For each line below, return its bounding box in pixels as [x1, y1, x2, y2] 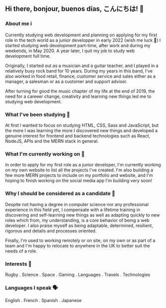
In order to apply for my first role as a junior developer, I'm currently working [5, 162, 161, 168]
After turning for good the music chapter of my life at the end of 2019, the [5, 88, 155, 94]
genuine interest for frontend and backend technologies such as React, [5, 133, 151, 139]
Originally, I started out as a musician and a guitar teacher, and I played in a [5, 63, 159, 69]
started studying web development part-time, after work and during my [5, 42, 151, 48]
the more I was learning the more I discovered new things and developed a [5, 127, 158, 133]
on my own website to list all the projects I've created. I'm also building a [5, 167, 154, 173]
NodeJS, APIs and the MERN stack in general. [5, 138, 99, 144]
